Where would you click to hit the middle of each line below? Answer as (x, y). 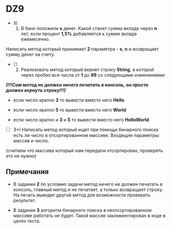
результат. (24, 200)
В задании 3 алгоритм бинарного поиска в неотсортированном (82, 210)
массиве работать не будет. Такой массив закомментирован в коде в (89, 215)
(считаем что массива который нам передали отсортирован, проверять (84, 151)
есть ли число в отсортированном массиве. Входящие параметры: (86, 135)
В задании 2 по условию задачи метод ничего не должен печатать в (88, 184)
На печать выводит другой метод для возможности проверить (82, 195)
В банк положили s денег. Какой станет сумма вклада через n (89, 28)
